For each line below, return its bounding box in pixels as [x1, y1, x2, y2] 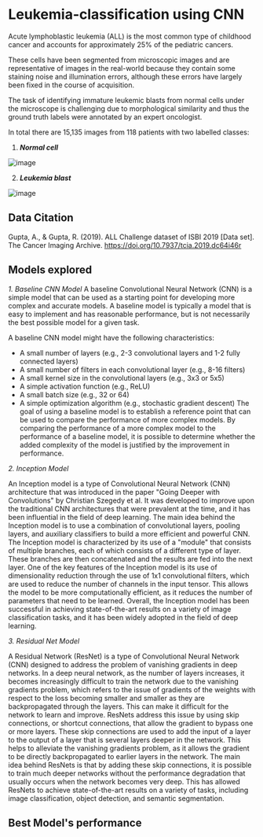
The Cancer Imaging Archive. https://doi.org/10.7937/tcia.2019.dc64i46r [8, 240, 242, 249]
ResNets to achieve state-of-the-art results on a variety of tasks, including [8, 785, 249, 795]
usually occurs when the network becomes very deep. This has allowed [8, 776, 241, 786]
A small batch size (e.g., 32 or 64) [19, 389, 130, 399]
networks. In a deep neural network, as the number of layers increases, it [8, 668, 245, 677]
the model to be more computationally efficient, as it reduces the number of [8, 588, 253, 597]
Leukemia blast [19, 173, 71, 183]
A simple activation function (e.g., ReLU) [19, 382, 151, 391]
